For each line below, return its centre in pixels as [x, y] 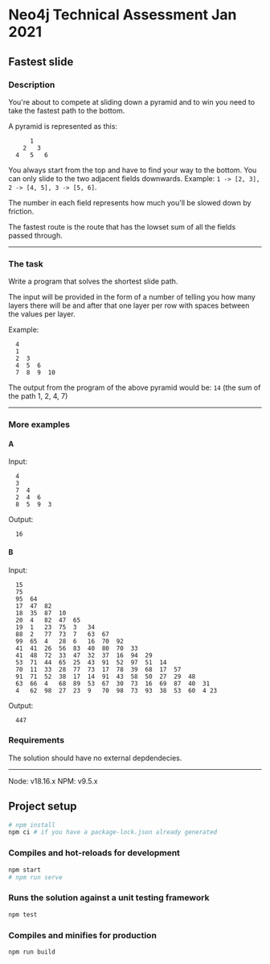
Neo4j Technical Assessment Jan [123, 15]
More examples [39, 424]
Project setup [43, 807]
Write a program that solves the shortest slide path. [93, 281]
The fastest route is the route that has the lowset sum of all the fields [122, 226]
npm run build [32, 952]
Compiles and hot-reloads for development [94, 853]
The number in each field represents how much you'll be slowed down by [130, 202]
